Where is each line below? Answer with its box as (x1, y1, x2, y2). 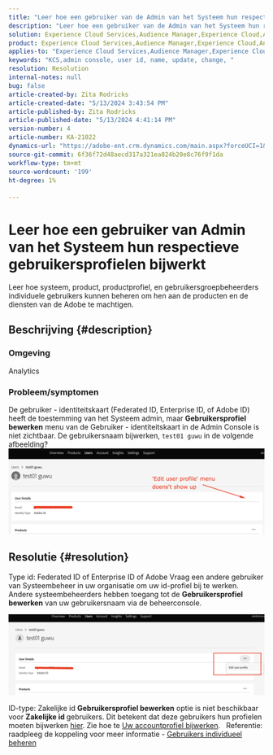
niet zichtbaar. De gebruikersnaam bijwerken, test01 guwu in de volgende (8, 431, 254, 441)
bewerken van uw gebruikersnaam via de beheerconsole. (8, 598, 202, 608)
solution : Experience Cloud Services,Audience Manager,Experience (8, 30, 238, 38)
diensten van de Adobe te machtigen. (8, 299, 134, 309)
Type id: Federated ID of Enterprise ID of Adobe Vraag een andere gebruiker (8, 572, 264, 582)
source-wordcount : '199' (8, 168, 93, 176)
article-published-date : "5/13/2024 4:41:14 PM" (8, 116, 176, 124)
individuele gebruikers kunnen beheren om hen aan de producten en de (8, 291, 249, 301)
